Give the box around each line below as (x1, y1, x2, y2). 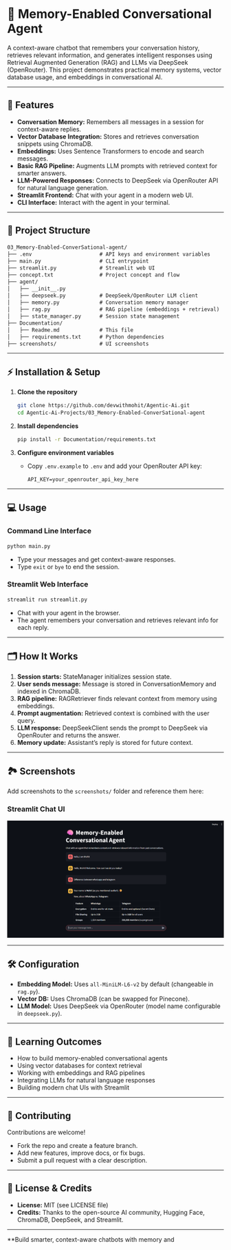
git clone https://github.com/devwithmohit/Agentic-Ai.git (16, 402, 190, 409)
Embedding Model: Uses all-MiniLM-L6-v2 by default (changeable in (16, 980, 214, 988)
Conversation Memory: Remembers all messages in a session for (16, 117, 204, 126)
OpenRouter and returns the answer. (16, 730, 120, 739)
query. (16, 716, 36, 724)
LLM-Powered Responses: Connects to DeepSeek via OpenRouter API (16, 176, 219, 185)
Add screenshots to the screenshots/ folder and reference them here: (7, 787, 204, 795)
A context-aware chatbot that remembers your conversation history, (7, 43, 200, 52)
